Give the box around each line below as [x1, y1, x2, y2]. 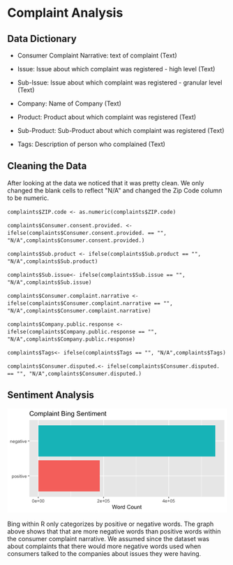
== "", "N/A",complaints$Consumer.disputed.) [7, 370, 142, 377]
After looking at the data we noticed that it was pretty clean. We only [7, 178, 204, 187]
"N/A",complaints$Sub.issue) [7, 278, 92, 286]
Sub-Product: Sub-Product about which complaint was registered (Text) [17, 127, 225, 134]
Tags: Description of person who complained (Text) [17, 140, 166, 148]
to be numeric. [7, 194, 50, 202]
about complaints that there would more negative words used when [7, 542, 202, 550]
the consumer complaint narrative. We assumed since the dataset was [7, 534, 209, 543]
